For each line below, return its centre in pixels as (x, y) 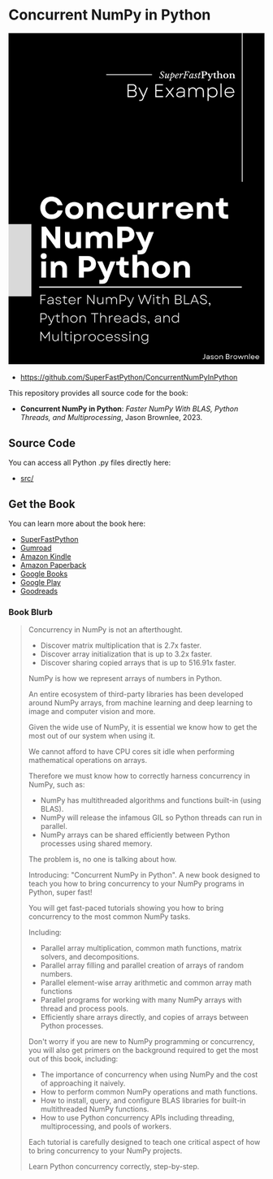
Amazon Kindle (45, 557)
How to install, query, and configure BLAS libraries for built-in (143, 1101)
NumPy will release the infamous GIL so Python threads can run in (151, 817)
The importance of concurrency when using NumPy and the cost (149, 1075)
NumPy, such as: (56, 785)
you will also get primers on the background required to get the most (143, 1051)
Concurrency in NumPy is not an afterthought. (105, 630)
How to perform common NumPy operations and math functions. (149, 1092)
